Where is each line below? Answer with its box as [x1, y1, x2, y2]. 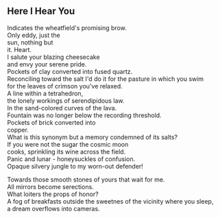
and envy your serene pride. [7, 60, 87, 68]
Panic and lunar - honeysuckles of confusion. [7, 154, 136, 163]
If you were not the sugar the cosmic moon [7, 140, 129, 148]
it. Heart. [7, 45, 32, 53]
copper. [7, 125, 29, 134]
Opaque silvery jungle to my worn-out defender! [7, 162, 144, 170]
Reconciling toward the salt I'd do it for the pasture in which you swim [7, 75, 204, 83]
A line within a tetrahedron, [7, 89, 84, 97]
